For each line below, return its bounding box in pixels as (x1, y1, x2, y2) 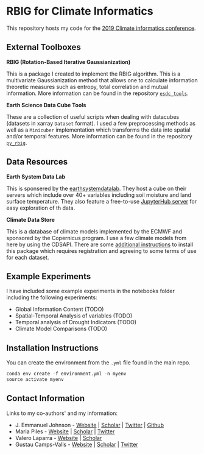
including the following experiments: (6, 294, 97, 301)
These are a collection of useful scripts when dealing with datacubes (6, 113, 180, 120)
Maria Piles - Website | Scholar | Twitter (15, 428, 115, 435)
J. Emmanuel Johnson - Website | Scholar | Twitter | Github (15, 421, 164, 428)
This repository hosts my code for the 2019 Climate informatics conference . (6, 24, 196, 32)
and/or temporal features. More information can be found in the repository (6, 132, 192, 140)
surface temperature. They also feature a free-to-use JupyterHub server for (6, 197, 197, 205)
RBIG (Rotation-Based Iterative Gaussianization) (6, 58, 131, 65)
